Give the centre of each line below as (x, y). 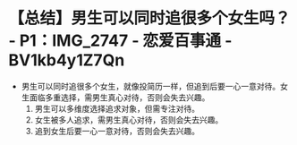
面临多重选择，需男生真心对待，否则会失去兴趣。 (119, 97)
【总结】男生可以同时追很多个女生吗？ (150, 18)
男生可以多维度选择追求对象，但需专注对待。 (117, 108)
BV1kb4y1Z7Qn (67, 60)
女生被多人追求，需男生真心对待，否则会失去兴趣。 (129, 119)
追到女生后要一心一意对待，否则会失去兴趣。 (117, 131)
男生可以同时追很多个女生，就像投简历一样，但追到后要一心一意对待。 (151, 86)
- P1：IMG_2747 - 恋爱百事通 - (120, 41)
